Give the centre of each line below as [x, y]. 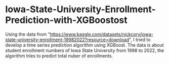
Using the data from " [28, 34]
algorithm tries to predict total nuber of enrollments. [59, 56]
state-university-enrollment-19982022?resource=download [67, 40]
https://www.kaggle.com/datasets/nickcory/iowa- [101, 34]
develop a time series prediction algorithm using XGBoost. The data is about [85, 45]
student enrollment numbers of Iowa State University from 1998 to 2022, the [85, 50]
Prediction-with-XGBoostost [66, 20]
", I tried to [140, 40]
